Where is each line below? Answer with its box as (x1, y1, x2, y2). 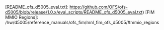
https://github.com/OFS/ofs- (69, 4, 128, 10)
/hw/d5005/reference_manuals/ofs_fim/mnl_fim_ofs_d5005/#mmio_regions (5, 19, 160, 25)
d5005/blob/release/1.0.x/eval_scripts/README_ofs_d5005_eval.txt (5, 9, 143, 15)
